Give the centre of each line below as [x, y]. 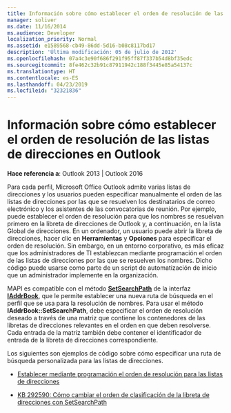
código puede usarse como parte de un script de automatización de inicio [112, 268]
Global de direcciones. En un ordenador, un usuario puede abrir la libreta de [115, 231]
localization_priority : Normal [52, 39]
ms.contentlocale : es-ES [43, 78]
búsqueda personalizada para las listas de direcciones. [85, 361]
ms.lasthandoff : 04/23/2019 [48, 84]
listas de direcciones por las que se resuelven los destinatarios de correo [111, 202]
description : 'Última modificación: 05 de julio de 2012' [92, 53]
